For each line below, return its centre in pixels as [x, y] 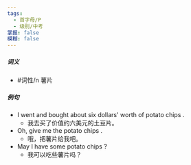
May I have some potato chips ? [62, 147]
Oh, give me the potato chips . [60, 131]
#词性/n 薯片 [35, 80]
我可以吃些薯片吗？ [55, 155]
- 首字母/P [27, 20]
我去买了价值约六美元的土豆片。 [72, 123]
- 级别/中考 [28, 26]
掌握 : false [23, 33]
